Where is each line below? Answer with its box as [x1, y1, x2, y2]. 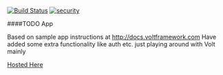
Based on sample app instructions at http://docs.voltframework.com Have [7, 33, 217, 41]
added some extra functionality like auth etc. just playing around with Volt [7, 40, 215, 48]
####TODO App [7, 20, 54, 27]
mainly [7, 48, 26, 55]
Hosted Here [7, 61, 43, 68]
